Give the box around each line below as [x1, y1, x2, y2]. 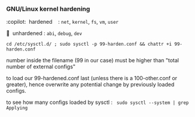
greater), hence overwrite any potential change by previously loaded [6, 81, 175, 88]
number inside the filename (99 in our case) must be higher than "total [6, 57, 179, 64]
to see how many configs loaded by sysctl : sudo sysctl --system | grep [6, 99, 189, 106]
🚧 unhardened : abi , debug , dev [6, 30, 82, 37]
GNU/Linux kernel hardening [6, 5, 91, 13]
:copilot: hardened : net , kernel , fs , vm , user [6, 18, 119, 26]
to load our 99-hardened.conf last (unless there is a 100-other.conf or [6, 75, 178, 82]
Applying [6, 105, 28, 111]
